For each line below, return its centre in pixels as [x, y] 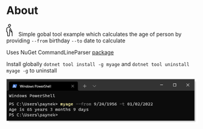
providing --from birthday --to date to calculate [66, 41]
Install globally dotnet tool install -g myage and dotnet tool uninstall [98, 64]
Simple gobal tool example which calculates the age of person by [100, 34]
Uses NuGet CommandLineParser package [60, 52]
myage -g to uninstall [32, 70]
